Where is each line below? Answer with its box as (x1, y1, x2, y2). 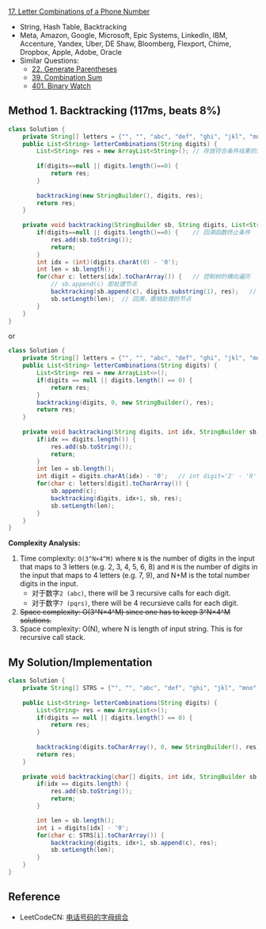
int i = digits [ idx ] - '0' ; (36, 823, 129, 832)
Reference (8, 890, 61, 904)
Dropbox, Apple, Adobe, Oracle (19, 48, 123, 56)
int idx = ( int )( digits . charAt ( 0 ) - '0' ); (36, 258, 179, 266)
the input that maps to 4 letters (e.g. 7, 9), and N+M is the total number (19, 571, 250, 580)
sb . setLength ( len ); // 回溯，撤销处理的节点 (50, 295, 192, 303)
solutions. (19, 615, 52, 626)
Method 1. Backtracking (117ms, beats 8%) (8, 104, 222, 118)
